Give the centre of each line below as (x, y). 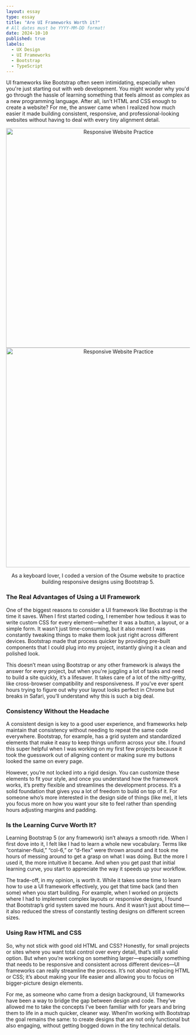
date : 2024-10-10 (27, 33)
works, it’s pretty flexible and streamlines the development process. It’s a (94, 785)
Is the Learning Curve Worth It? (51, 825)
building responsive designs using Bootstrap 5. (98, 582)
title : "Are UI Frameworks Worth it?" (53, 22)
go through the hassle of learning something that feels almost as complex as (98, 95)
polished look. (23, 653)
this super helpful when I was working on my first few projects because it (94, 749)
